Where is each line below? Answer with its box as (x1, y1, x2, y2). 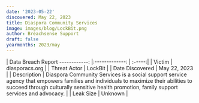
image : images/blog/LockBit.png (6, 25, 87, 32)
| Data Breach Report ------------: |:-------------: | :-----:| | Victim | (6, 58, 173, 65)
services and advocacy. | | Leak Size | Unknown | (6, 90, 128, 97)
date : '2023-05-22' (6, 8, 55, 15)
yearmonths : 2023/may (6, 42, 61, 48)
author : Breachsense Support (6, 31, 79, 37)
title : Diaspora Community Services (6, 20, 98, 26)
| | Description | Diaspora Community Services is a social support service (6, 71, 187, 78)
